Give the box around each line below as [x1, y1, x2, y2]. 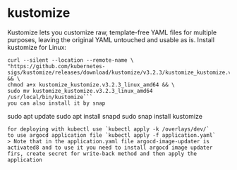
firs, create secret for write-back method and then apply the [7, 150, 197, 157]
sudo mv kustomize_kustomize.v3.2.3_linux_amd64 [7, 87, 153, 94]
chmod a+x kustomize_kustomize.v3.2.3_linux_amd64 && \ [7, 81, 175, 89]
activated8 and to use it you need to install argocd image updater [7, 144, 213, 151]
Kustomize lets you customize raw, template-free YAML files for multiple [7, 28, 217, 37]
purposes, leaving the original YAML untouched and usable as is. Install [7, 35, 215, 44]
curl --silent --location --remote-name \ [7, 56, 134, 64]
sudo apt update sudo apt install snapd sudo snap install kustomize [7, 112, 203, 120]
